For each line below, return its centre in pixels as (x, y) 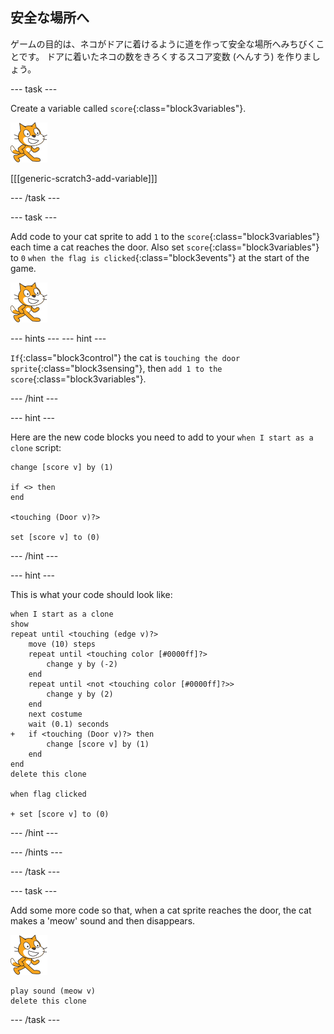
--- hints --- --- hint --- (58, 338)
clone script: (36, 447)
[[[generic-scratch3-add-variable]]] (84, 178)
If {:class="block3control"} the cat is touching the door (125, 357)
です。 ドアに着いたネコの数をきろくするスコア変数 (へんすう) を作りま (165, 56)
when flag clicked (48, 794)
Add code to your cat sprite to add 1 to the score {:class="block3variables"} (165, 236)
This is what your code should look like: (91, 594)
